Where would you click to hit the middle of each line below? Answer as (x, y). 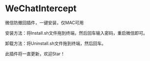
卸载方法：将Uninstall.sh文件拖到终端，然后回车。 (56, 43)
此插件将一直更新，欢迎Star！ (35, 54)
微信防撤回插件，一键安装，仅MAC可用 (45, 22)
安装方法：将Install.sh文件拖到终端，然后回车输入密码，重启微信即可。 (76, 33)
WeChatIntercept (41, 9)
